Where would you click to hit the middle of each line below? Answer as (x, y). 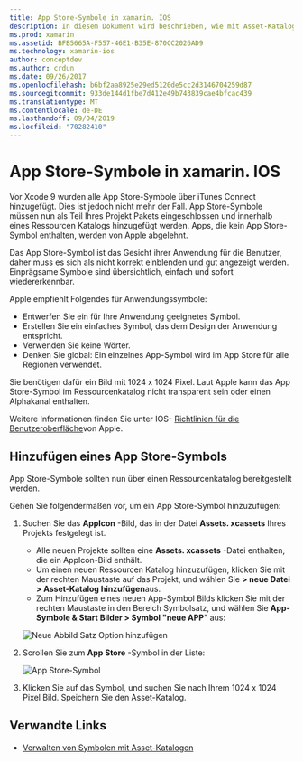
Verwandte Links (58, 725)
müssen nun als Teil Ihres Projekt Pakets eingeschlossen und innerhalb (141, 216)
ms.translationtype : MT (54, 102)
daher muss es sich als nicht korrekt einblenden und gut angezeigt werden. (149, 262)
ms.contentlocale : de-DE (56, 110)
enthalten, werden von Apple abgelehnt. (114, 235)
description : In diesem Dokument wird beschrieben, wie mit (125, 26)
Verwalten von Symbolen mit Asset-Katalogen (108, 748)
